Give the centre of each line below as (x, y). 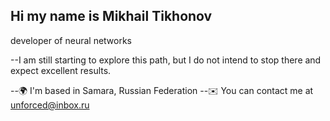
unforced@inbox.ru (50, 105)
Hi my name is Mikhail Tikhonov (111, 16)
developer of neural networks (71, 40)
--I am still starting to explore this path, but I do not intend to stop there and (166, 60)
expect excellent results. (61, 70)
